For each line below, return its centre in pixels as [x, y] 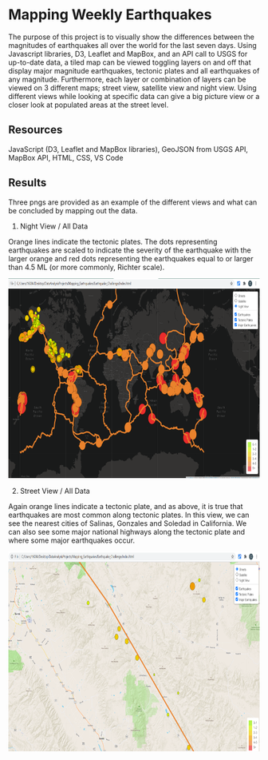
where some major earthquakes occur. [72, 540]
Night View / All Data [54, 226]
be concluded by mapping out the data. [73, 210]
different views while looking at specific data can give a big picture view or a [134, 96]
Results [28, 183]
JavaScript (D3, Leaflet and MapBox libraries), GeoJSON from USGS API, [128, 149]
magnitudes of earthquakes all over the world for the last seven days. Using [132, 45]
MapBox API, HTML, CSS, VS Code [66, 157]
